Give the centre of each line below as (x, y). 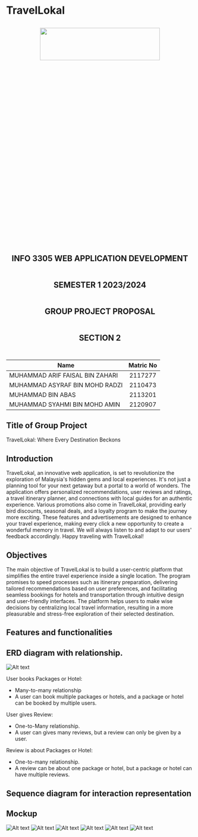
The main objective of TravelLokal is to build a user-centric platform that (95, 570)
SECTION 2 (100, 338)
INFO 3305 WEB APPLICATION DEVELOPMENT (100, 258)
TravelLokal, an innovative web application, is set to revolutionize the (90, 473)
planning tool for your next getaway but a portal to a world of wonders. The (98, 486)
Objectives (27, 555)
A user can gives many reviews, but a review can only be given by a (98, 733)
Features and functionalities (59, 633)
